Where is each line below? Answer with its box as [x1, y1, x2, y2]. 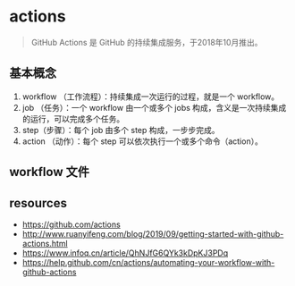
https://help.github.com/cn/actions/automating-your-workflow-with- [21, 257, 275, 267]
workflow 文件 [9, 164, 89, 180]
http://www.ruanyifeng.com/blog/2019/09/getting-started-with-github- [21, 228, 284, 239]
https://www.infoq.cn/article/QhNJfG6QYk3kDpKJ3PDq [21, 248, 229, 258]
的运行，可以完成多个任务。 [21, 114, 125, 124]
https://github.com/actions [21, 219, 121, 230]
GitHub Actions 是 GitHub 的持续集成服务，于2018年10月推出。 [30, 37, 263, 47]
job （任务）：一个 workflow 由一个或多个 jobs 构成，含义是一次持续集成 [21, 102, 287, 113]
